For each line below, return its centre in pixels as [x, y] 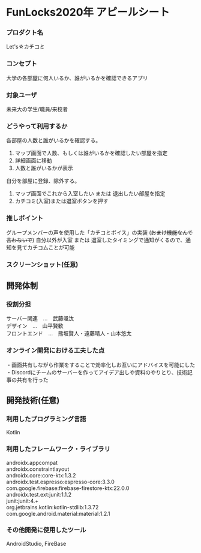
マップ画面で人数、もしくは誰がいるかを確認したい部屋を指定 [91, 153]
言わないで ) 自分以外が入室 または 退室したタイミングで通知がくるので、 [96, 240]
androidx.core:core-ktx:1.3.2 [41, 475]
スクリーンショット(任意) [42, 265]
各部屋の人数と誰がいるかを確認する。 [53, 140]
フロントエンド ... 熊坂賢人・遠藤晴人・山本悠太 [69, 333]
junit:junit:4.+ [22, 501]
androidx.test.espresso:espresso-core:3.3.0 [61, 482]
